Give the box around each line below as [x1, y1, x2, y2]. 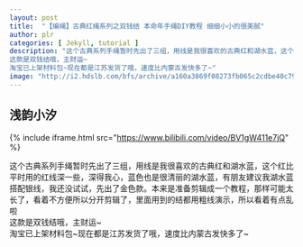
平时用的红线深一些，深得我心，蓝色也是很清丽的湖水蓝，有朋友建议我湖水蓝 [9, 171, 294, 182]
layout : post [9, 13, 59, 23]
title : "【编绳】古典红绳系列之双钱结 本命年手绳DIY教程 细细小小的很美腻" [9, 22, 265, 31]
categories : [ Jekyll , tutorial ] [9, 38, 140, 48]
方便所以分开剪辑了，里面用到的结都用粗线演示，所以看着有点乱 [56, 194, 294, 205]
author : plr [9, 30, 54, 39]
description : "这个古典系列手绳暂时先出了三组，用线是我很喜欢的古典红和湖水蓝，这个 [9, 47, 295, 56]
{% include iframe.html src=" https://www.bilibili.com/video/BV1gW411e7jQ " [9, 132, 289, 142]
